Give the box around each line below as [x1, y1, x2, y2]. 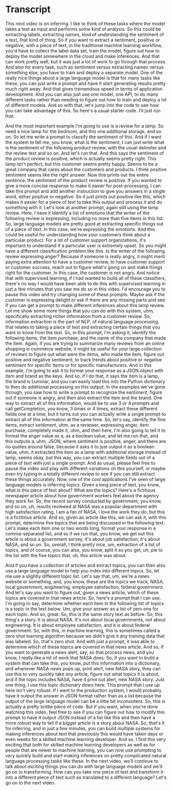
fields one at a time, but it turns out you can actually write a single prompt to [5, 411, 166, 417]
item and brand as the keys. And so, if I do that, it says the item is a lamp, [5, 372, 160, 379]
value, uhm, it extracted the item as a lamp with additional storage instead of [5, 449, 166, 455]
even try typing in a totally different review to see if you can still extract [5, 471, 155, 477]
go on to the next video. [5, 779, 56, 786]
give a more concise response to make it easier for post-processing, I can [5, 183, 161, 189]
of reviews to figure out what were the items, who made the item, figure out [5, 351, 165, 357]
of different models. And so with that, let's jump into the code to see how [5, 102, 159, 108]
